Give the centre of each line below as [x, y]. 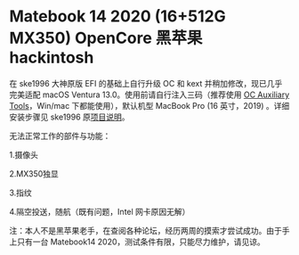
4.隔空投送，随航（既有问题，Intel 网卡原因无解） [100, 211]
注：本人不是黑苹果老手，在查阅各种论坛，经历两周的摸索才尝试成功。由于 [145, 230]
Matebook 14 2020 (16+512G [118, 16]
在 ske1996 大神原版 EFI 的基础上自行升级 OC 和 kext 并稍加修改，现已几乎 [146, 83]
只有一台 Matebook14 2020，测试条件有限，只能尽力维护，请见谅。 [141, 242]
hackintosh [52, 58]
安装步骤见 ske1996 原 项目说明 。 [70, 117]
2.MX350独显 [34, 173]
